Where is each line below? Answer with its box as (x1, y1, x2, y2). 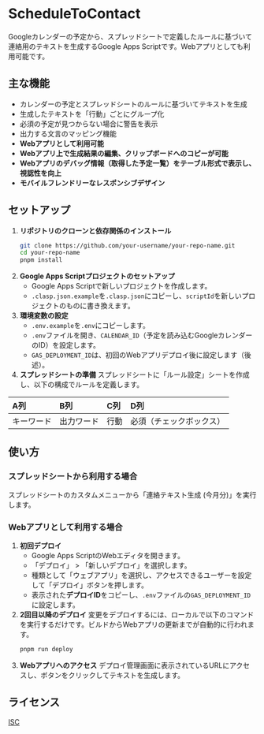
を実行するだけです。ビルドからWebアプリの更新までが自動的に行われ (19, 620, 248, 629)
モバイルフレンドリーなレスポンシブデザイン (19, 178, 165, 188)
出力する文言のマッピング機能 (19, 129, 117, 138)
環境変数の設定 (19, 311, 69, 320)
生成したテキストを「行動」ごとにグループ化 (19, 109, 165, 118)
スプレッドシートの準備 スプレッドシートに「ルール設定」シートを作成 (19, 370, 250, 379)
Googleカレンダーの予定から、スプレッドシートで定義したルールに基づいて (8, 32, 252, 41)
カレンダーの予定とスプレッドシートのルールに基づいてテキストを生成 (19, 99, 247, 109)
